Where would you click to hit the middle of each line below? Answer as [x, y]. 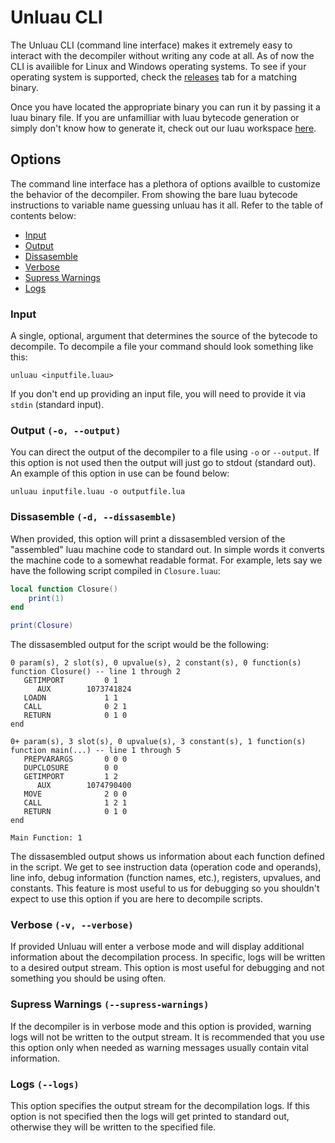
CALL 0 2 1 [75, 707]
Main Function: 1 [46, 838]
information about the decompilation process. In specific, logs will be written [168, 957]
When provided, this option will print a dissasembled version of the [148, 538]
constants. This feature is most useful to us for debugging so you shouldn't [165, 888]
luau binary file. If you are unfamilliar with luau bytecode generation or [155, 117]
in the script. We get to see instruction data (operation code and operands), [166, 867]
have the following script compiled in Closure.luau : [115, 570]
